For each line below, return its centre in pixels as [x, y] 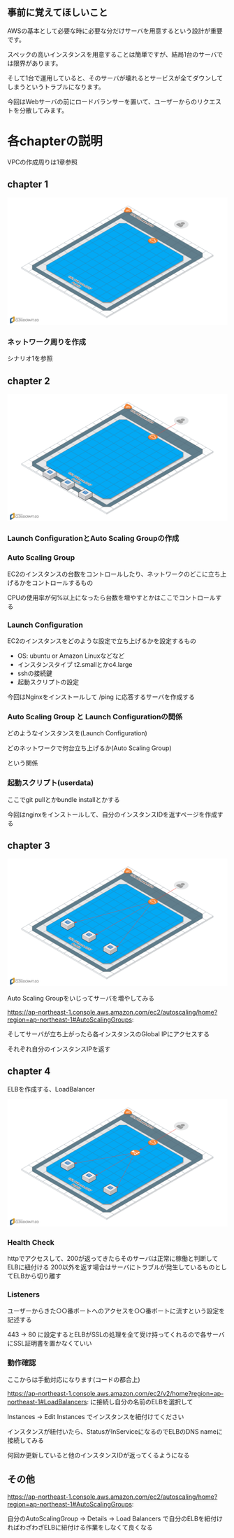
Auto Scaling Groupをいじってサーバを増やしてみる [81, 998]
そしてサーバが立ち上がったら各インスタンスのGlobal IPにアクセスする [109, 1033]
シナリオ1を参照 [30, 358]
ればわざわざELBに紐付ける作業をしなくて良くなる [80, 1527]
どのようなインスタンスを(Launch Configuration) [78, 733]
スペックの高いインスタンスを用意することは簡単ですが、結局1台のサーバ [112, 54]
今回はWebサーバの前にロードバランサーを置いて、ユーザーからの [102, 101]
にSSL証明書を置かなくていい [50, 1343]
